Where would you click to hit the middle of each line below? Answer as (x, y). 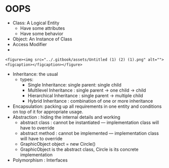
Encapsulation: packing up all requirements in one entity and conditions (87, 106)
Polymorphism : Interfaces (40, 160)
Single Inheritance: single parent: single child (74, 85)
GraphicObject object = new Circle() (58, 144)
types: (27, 79)
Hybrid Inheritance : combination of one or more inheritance (90, 101)
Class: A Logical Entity (36, 23)
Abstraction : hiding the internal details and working (66, 117)
